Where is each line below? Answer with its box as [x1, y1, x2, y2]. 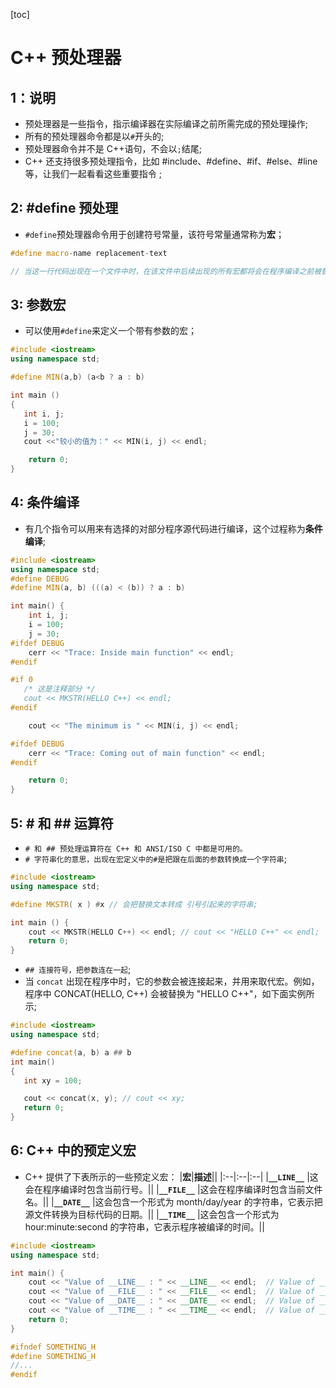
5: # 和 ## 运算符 [10, 815, 114, 832]
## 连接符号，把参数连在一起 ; [24, 964, 132, 976]
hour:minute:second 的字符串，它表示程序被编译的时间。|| [24, 1220, 265, 1233]
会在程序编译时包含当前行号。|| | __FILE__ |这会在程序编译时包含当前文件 [24, 1183, 323, 1195]
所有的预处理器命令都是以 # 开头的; [24, 130, 165, 142]
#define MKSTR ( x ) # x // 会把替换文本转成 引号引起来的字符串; [10, 899, 258, 909]
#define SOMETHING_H [10, 1351, 97, 1361]
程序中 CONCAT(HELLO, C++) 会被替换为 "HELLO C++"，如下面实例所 [24, 988, 315, 1000]
